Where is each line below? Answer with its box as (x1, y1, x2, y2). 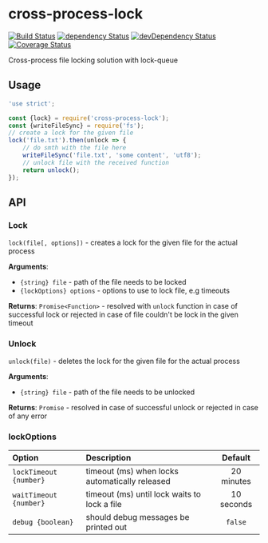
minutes (221, 475, 251, 486)
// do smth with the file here (22, 144, 127, 152)
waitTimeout (12, 490, 58, 500)
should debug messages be (85, 511, 190, 522)
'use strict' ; (8, 99, 56, 108)
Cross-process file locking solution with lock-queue (8, 55, 178, 65)
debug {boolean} (12, 517, 74, 526)
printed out (85, 521, 128, 533)
